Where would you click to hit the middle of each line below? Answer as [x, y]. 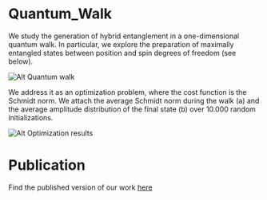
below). [21, 61]
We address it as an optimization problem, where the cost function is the [128, 92]
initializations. [31, 117]
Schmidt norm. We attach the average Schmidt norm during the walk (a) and [134, 100]
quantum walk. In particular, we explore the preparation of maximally [121, 44]
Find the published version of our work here [81, 187]
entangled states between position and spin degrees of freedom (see [122, 53]
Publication [47, 165]
